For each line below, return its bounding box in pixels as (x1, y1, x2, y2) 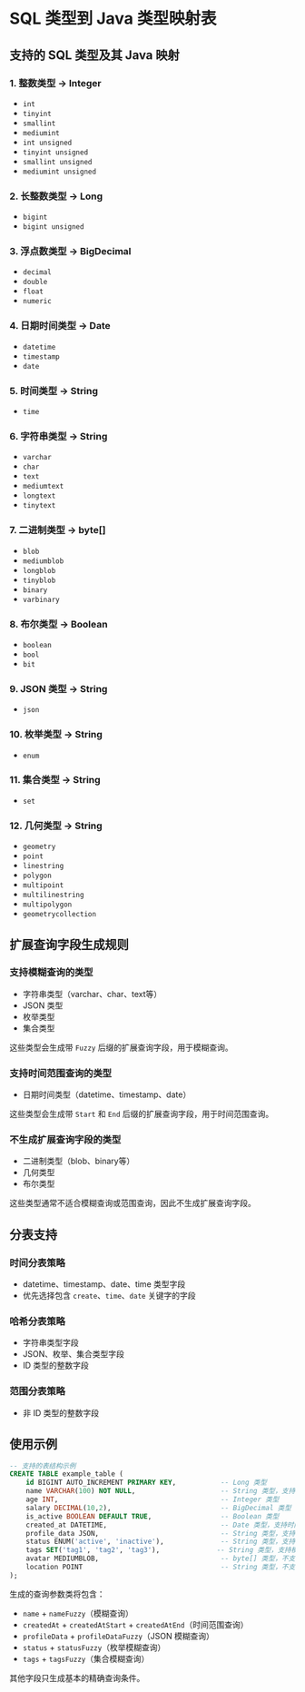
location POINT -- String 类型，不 (25, 1563, 289, 1572)
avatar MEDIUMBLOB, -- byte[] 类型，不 (25, 1554, 289, 1563)
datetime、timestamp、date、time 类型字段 (22, 1279, 186, 1290)
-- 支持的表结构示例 (9, 1461, 76, 1470)
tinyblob (22, 576, 56, 585)
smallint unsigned (22, 157, 93, 166)
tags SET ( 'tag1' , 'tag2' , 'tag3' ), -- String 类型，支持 (25, 1546, 292, 1555)
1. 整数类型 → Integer (9, 76, 102, 89)
